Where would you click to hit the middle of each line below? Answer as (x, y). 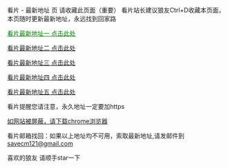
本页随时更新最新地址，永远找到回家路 (61, 19)
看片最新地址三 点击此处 (41, 63)
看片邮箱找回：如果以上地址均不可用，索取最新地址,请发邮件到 (96, 136)
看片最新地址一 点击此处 (41, 33)
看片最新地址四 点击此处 (41, 77)
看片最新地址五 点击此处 (41, 92)
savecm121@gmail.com (40, 144)
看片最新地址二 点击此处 (41, 48)
